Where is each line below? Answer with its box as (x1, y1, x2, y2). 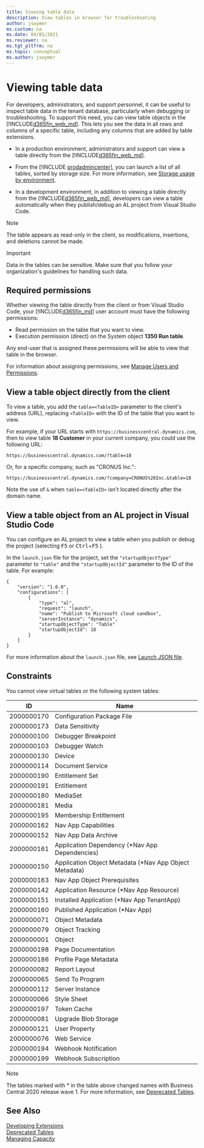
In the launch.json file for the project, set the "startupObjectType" (6, 554, 172, 561)
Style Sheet (54, 994, 88, 1003)
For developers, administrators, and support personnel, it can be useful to (6, 101, 191, 108)
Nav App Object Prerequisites (54, 875, 140, 884)
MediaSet (54, 791, 83, 799)
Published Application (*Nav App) (54, 905, 152, 914)
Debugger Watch (54, 741, 103, 750)
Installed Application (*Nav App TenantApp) (54, 896, 181, 904)
